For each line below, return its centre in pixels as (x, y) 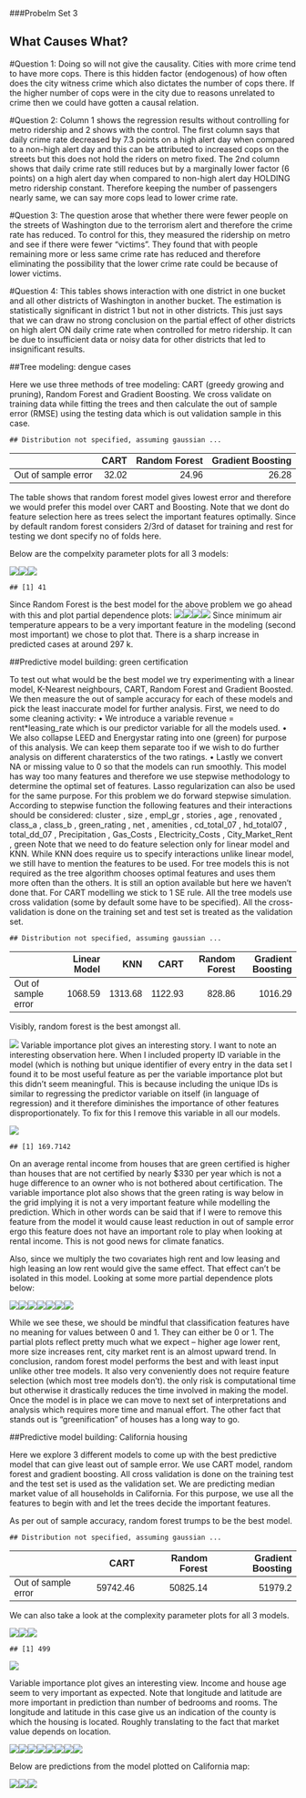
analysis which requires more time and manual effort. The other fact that (145, 1409)
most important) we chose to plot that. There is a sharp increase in (134, 634)
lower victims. (36, 273)
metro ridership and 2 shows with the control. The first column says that (145, 129)
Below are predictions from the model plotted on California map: (130, 1766)
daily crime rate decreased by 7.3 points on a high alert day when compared (152, 139)
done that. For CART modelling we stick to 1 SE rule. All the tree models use (151, 892)
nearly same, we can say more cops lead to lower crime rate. (124, 197)
